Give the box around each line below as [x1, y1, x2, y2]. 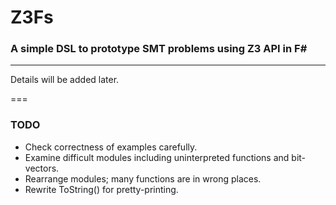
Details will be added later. [10, 74, 120, 86]
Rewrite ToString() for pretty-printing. [24, 183, 179, 195]
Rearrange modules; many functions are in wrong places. [24, 172, 262, 185]
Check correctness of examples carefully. [24, 141, 198, 153]
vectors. [24, 162, 60, 174]
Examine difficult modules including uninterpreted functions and [24, 151, 290, 163]
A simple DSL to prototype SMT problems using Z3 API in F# [10, 42, 308, 56]
